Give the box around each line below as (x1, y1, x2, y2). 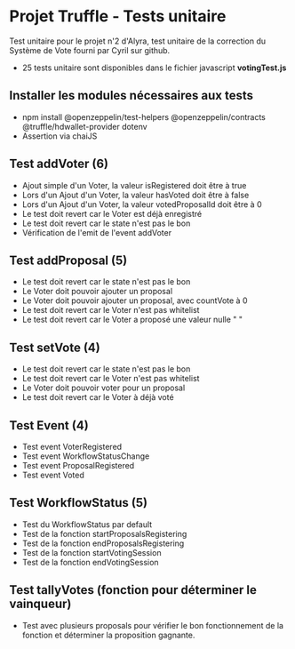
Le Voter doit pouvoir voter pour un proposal (21, 382, 186, 393)
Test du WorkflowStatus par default (21, 518, 153, 530)
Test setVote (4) (9, 340, 100, 355)
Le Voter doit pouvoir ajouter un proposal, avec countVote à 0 (21, 295, 248, 306)
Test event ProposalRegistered (21, 461, 135, 470)
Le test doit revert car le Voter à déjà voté (21, 392, 175, 403)
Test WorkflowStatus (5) (9, 495, 148, 510)
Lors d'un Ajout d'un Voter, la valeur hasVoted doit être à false (21, 189, 250, 200)
